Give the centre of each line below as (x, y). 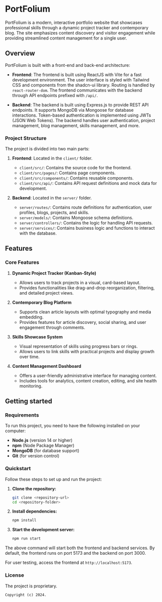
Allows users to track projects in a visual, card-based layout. (80, 282)
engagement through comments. (52, 327)
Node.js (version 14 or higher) (42, 441)
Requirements (22, 415)
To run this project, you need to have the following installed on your (72, 426)
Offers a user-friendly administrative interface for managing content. (88, 375)
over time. (29, 357)
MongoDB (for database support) (45, 451)
